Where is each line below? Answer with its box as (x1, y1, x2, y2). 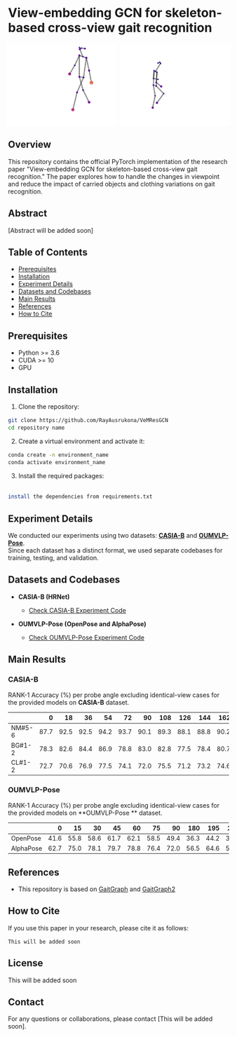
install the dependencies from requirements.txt (8, 493, 153, 501)
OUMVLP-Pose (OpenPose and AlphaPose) (18, 619, 147, 628)
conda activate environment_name (8, 459, 106, 466)
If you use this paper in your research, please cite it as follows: (8, 923, 189, 932)
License (8, 957, 43, 969)
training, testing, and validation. (8, 554, 99, 562)
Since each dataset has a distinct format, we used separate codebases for (8, 546, 223, 555)
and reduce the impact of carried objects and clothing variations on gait (8, 179, 216, 188)
